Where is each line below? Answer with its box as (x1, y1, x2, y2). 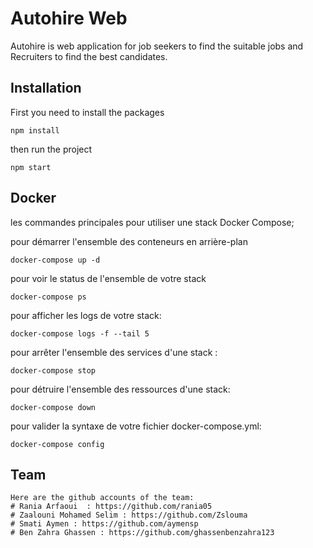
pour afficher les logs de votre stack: (10, 309, 162, 321)
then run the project (10, 143, 93, 155)
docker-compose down (10, 402, 97, 412)
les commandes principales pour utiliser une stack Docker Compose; (10, 216, 295, 228)
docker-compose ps (10, 292, 87, 302)
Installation (10, 80, 82, 97)
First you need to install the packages (10, 106, 165, 118)
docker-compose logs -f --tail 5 (10, 328, 150, 339)
